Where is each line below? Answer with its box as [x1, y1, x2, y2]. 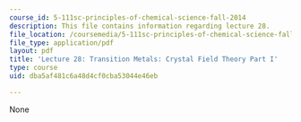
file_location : [9, 30, 66, 39]
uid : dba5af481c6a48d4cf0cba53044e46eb [9, 72, 159, 81]
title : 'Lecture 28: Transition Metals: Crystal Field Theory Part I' [9, 55, 279, 64]
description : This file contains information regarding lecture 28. [9, 22, 271, 30]
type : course [9, 64, 58, 73]
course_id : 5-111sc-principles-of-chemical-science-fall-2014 [9, 13, 246, 22]
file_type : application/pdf [9, 38, 115, 48]
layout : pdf [9, 47, 54, 56]
